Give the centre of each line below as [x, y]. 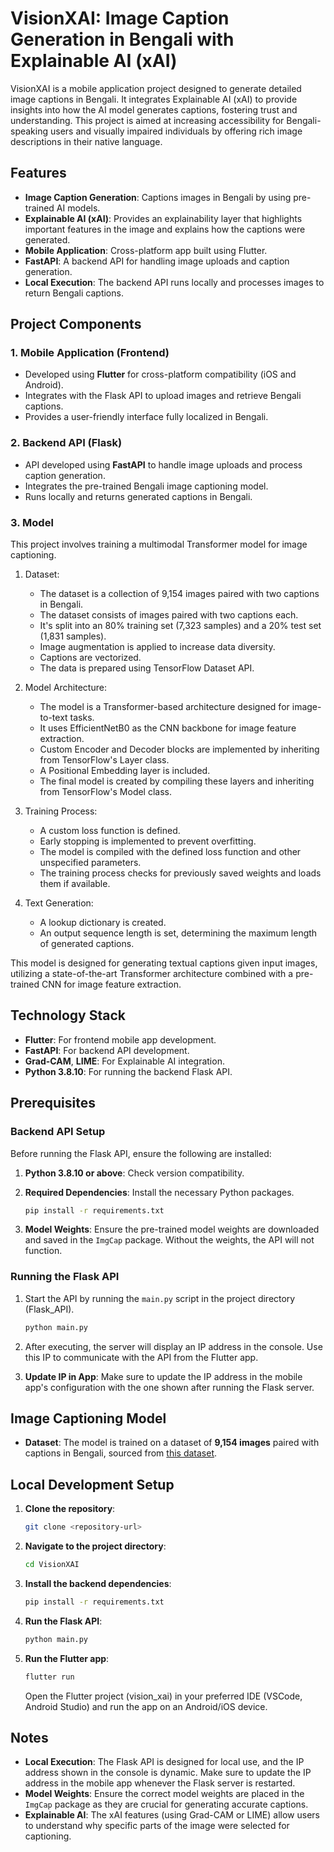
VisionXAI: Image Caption [120, 18]
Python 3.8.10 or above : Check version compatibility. [134, 1173]
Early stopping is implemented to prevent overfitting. [148, 841]
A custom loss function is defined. [110, 831]
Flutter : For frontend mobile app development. [120, 1039]
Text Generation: [59, 903]
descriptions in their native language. [86, 141]
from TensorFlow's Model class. [106, 792]
